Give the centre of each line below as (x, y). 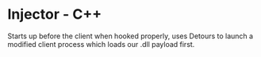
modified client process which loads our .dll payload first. (101, 44)
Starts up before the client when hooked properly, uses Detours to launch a (130, 36)
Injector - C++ (55, 14)
